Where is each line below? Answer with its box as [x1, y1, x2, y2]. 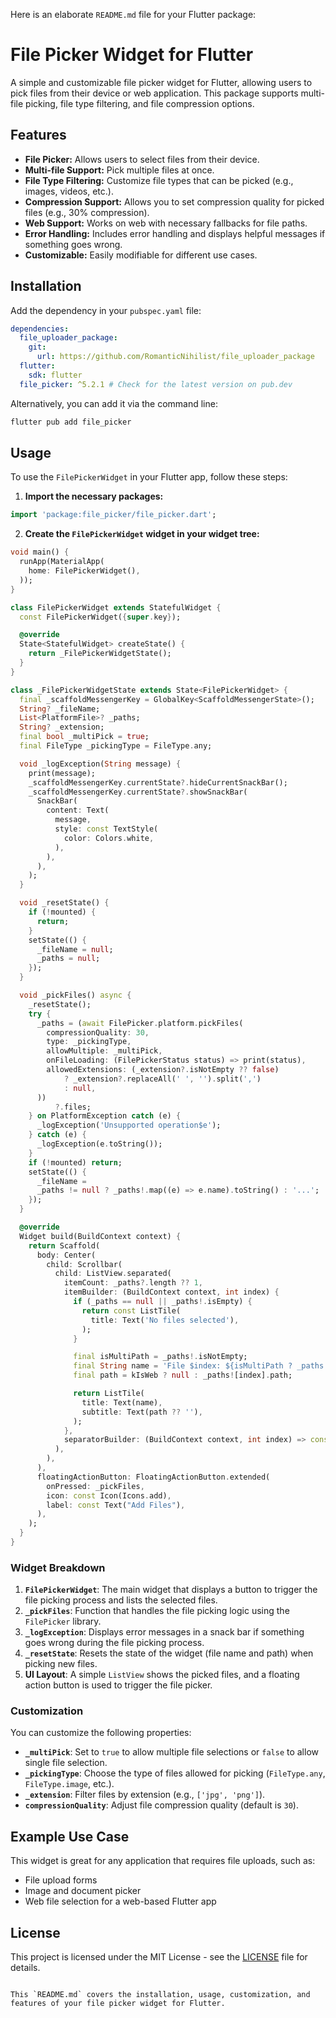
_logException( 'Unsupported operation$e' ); [36, 1120, 222, 1131]
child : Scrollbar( [46, 1259, 123, 1269]
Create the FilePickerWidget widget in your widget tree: [24, 528, 260, 540]
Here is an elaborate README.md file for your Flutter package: [10, 9, 257, 20]
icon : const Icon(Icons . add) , [46, 1490, 172, 1501]
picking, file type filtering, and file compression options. [25, 97, 255, 109]
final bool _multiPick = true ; [19, 732, 150, 742]
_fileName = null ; [36, 944, 114, 954]
